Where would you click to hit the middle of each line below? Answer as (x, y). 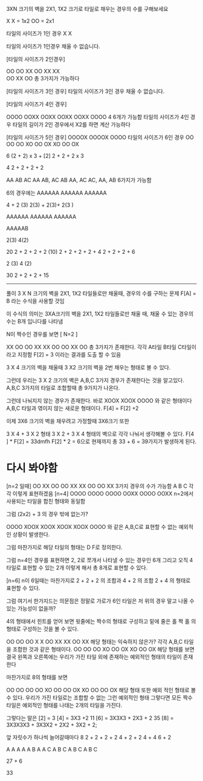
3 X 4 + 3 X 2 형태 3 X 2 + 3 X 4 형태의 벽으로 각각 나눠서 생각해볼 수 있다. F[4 (100, 434)
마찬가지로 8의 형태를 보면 (37, 677)
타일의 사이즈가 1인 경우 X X (39, 33)
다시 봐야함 (32, 468)
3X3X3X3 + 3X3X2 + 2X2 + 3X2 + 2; (52, 725)
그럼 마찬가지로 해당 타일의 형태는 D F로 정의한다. (64, 547)
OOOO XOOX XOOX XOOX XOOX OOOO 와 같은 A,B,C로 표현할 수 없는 (92, 527)
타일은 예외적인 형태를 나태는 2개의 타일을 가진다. (64, 705)
